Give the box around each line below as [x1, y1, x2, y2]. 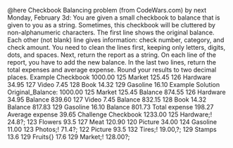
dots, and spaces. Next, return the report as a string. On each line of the [7, 51, 217, 59]
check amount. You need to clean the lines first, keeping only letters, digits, [7, 43, 226, 51]
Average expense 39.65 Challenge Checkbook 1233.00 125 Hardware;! [7, 110, 213, 119]
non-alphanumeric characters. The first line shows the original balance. [7, 28, 215, 36]
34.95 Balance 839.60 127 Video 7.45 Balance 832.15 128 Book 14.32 [7, 95, 206, 104]
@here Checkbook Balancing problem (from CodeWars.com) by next [7, 6, 207, 14]
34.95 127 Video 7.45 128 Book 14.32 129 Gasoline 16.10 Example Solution [7, 81, 220, 88]
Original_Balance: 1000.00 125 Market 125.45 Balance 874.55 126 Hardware [7, 88, 227, 96]
